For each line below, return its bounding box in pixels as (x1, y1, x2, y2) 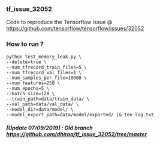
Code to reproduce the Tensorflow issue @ (6, 19, 113, 26)
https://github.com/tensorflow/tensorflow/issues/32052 (6, 25, 144, 32)
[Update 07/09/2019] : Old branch (6, 124, 93, 131)
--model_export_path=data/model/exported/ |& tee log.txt (6, 111, 154, 117)
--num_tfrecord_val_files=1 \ (6, 69, 82, 75)
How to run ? (6, 40, 44, 48)
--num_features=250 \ (6, 80, 61, 86)
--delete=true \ (6, 59, 47, 65)
